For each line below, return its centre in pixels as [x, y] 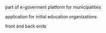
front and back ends [26, 26]
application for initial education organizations [51, 16]
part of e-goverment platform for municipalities [53, 7]
